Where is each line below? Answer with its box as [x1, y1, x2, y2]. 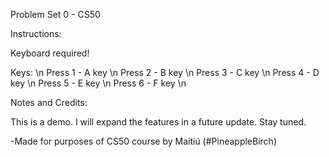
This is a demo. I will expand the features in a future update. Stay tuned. [10, 116, 307, 128]
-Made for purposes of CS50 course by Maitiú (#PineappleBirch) [10, 135, 278, 147]
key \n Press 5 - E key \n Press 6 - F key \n [10, 77, 187, 89]
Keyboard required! [10, 47, 90, 59]
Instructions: [10, 28, 62, 39]
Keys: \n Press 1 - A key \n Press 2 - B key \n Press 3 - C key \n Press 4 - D [10, 67, 320, 78]
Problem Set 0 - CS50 [10, 9, 101, 20]
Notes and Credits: [10, 97, 88, 108]
